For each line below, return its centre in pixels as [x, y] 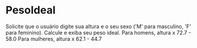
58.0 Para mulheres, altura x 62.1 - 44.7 [54, 39]
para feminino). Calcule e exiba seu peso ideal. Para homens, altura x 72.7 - [98, 32]
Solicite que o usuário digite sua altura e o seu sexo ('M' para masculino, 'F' [98, 26]
